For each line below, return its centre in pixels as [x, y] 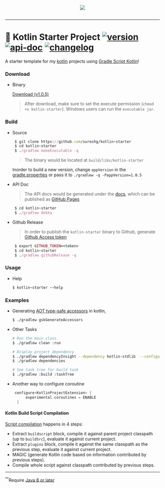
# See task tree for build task [45, 370]
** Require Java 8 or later [30, 480]
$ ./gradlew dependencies [39, 361]
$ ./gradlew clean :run [37, 343]
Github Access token [46, 237]
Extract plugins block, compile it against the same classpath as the [80, 444]
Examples [17, 300]
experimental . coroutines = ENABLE [61, 397]
